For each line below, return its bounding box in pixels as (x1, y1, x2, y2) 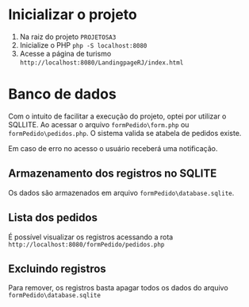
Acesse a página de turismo (19, 49, 112, 58)
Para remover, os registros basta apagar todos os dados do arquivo (8, 283, 228, 293)
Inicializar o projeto (8, 6, 137, 24)
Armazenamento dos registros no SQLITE (8, 167, 217, 181)
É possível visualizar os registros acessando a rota (8, 232, 174, 242)
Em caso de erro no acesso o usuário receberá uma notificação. (8, 143, 218, 153)
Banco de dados (8, 85, 117, 103)
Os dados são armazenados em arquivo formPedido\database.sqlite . (8, 188, 235, 197)
